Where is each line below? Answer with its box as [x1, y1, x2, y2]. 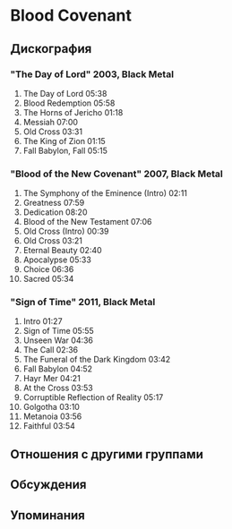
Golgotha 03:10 [22, 402, 80, 413]
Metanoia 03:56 [22, 411, 82, 422]
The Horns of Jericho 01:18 [22, 107, 124, 117]
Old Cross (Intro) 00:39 [22, 226, 109, 237]
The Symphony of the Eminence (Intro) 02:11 [22, 188, 187, 199]
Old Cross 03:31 [22, 126, 83, 137]
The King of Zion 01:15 [22, 135, 106, 146]
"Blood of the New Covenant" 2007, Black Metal [10, 167, 223, 180]
